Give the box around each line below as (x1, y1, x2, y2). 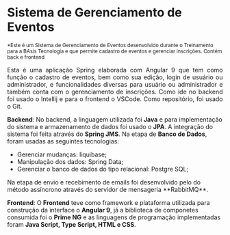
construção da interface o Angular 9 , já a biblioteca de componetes (7, 206, 199, 214)
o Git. (7, 102, 23, 110)
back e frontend (7, 53, 45, 61)
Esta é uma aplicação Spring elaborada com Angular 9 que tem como (7, 66, 223, 74)
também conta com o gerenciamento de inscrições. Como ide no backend (7, 87, 223, 96)
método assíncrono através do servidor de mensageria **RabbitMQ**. (7, 185, 209, 193)
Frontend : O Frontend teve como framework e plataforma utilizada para (7, 198, 210, 206)
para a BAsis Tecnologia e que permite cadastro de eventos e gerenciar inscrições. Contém (7, 48, 222, 55)
